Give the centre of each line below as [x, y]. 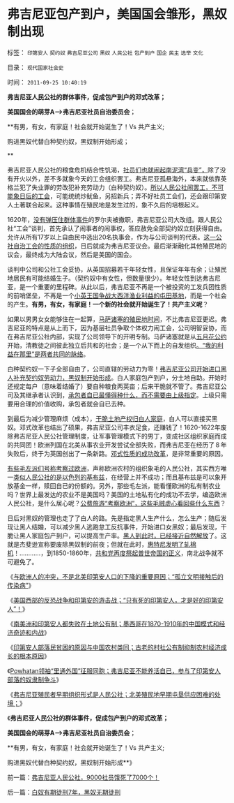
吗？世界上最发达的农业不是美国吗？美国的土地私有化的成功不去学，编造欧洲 [117, 494]
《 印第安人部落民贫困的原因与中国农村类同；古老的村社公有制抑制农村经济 [114, 647]
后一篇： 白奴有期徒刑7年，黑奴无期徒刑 [64, 792]
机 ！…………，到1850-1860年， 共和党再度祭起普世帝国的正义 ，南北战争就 [112, 553]
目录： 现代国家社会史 [36, 67]
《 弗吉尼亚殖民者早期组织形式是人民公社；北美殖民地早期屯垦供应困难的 [111, 694]
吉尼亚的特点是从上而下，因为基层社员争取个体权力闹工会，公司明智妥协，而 [117, 327]
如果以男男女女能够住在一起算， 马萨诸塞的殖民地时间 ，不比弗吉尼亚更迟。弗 [117, 319]
